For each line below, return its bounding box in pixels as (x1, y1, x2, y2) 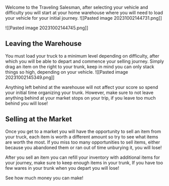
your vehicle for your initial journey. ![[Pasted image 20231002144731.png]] (5, 15, 162, 21)
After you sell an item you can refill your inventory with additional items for (5, 154, 160, 160)
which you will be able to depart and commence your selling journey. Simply (5, 58, 164, 64)
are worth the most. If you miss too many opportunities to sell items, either (5, 139, 160, 145)
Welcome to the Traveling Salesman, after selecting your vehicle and (5, 5, 148, 10)
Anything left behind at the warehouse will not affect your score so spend (5, 84, 158, 90)
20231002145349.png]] (5, 74, 55, 80)
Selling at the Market (5, 115, 72, 123)
